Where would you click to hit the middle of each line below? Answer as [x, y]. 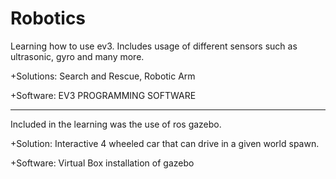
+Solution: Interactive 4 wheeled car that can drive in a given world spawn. [165, 143]
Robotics [48, 18]
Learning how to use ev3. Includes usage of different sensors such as [154, 46]
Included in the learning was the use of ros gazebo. [116, 124]
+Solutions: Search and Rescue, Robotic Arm [103, 76]
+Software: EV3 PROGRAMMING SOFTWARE [103, 95]
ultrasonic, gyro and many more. [77, 56]
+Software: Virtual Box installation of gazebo [102, 163]
